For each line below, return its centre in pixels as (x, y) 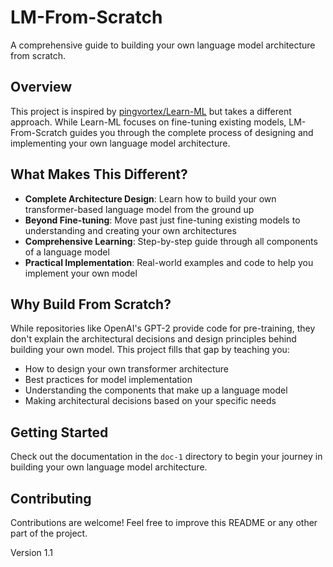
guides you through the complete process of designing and (191, 132)
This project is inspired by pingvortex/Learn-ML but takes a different (151, 111)
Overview (41, 87)
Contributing (51, 498)
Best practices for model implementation (108, 380)
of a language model (67, 252)
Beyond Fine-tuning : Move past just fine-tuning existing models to (162, 220)
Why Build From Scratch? (91, 304)
